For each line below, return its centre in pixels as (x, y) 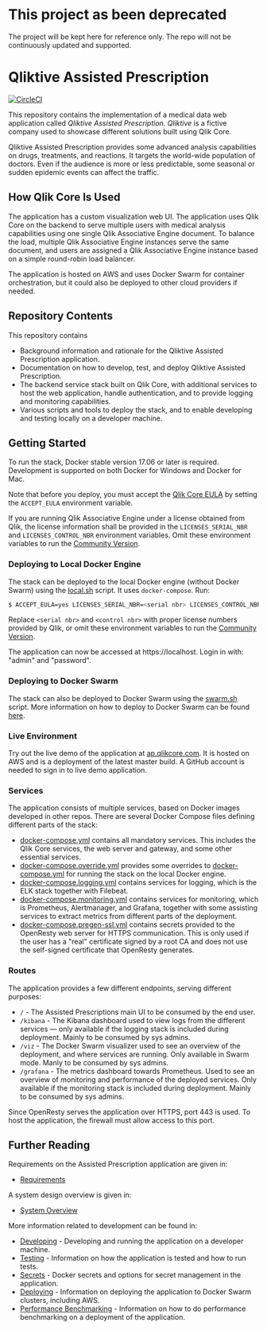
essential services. (50, 857)
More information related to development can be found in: (103, 1226)
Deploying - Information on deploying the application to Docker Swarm (135, 1292)
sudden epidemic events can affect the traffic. (84, 172)
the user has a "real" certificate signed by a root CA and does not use (133, 942)
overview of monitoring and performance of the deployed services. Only (138, 1080)
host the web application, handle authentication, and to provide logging (136, 393)
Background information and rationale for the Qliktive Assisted (122, 351)
